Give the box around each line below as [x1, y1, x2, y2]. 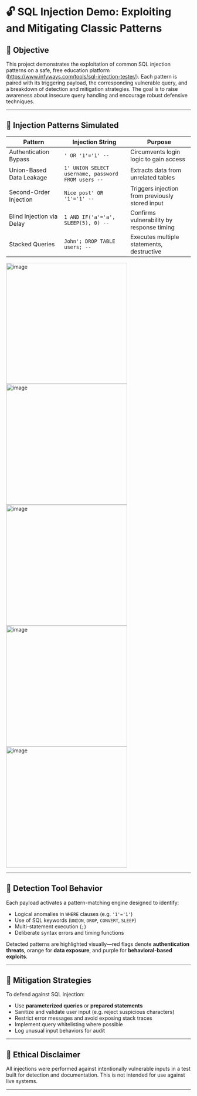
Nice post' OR [64, 189, 104, 196]
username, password [64, 170, 118, 177]
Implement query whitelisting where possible [14, 1021, 123, 1028]
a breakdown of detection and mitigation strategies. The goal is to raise [6, 86, 178, 92]
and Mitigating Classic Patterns [6, 22, 162, 35]
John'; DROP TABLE [64, 237, 116, 245]
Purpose [147, 138, 172, 146]
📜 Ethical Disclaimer [6, 1050, 81, 1060]
